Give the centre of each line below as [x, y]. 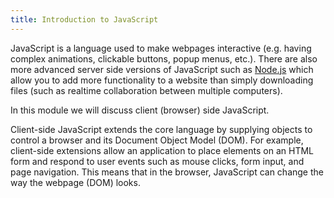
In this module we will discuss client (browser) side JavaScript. [140, 110]
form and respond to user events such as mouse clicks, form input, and [157, 161]
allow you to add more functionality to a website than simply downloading [162, 80]
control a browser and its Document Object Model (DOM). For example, [157, 140]
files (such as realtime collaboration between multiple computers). [146, 90]
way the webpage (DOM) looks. [75, 182]
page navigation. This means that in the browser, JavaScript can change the [167, 172]
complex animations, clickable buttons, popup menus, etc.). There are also [164, 58]
